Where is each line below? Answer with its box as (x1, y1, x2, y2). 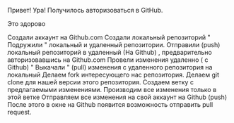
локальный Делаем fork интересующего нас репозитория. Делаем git (7, 70, 220, 79)
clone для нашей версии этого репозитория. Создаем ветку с (7, 78, 194, 86)
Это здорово (7, 20, 46, 27)
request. (7, 108, 32, 116)
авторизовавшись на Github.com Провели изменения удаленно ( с (7, 56, 209, 64)
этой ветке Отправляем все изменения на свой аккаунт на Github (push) (7, 93, 228, 101)
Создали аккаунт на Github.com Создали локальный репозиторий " (7, 33, 211, 41)
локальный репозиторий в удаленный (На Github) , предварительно (7, 48, 212, 56)
